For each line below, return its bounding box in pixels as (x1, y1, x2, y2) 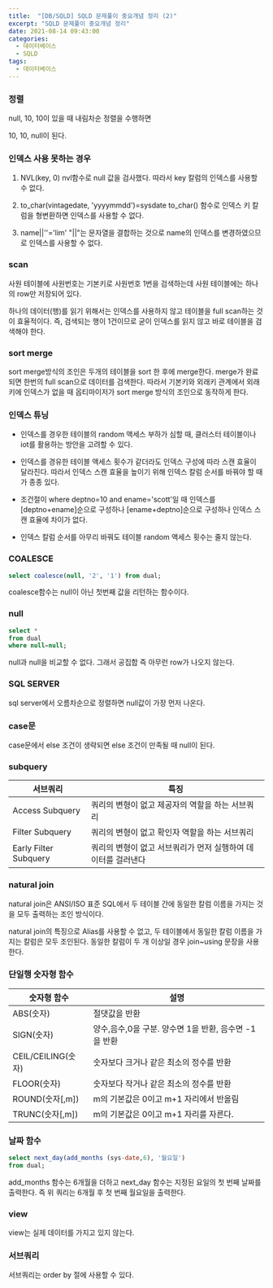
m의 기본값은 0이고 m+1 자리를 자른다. (93, 1108, 234, 1119)
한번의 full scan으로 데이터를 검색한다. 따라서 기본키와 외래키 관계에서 (23, 376, 245, 387)
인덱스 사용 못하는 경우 (8, 152, 92, 164)
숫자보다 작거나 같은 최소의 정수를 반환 (93, 1078, 232, 1089)
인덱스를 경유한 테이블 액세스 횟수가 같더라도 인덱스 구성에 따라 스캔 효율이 (19, 457, 258, 467)
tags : (8, 58, 27, 66)
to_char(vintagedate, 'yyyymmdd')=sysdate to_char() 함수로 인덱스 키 (19, 200, 250, 210)
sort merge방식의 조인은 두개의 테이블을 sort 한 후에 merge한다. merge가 (8, 366, 244, 376)
